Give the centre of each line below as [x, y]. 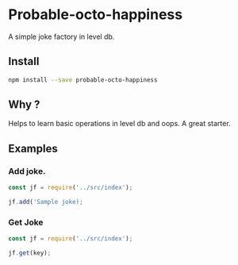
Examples [33, 148]
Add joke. [27, 171]
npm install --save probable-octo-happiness [83, 80]
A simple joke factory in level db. [61, 36]
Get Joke [26, 222]
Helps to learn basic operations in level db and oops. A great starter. [120, 124]
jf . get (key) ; [30, 253]
